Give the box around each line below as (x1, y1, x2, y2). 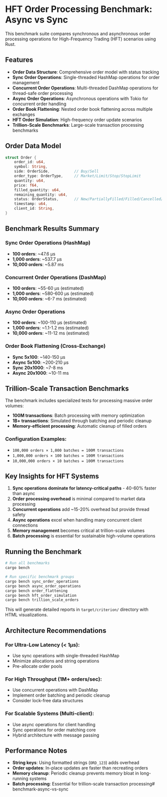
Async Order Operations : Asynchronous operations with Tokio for (12, 95, 148, 101)
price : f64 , (14, 183, 39, 188)
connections (12, 523, 38, 529)
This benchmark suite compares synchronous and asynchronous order (5, 30, 151, 36)
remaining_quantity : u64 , (14, 192, 68, 197)
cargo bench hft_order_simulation (5, 593, 77, 598)
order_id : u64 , (14, 160, 46, 165)
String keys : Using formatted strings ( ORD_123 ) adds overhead (12, 760, 140, 766)
